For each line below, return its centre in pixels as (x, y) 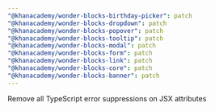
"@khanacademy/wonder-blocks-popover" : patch (85, 31)
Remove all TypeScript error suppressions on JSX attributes (107, 98)
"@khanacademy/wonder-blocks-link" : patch (80, 61)
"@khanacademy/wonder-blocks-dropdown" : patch (87, 23)
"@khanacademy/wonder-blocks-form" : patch (80, 53)
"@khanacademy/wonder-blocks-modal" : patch (82, 46)
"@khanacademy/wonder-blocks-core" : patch (80, 68)
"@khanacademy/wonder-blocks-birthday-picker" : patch (100, 16)
